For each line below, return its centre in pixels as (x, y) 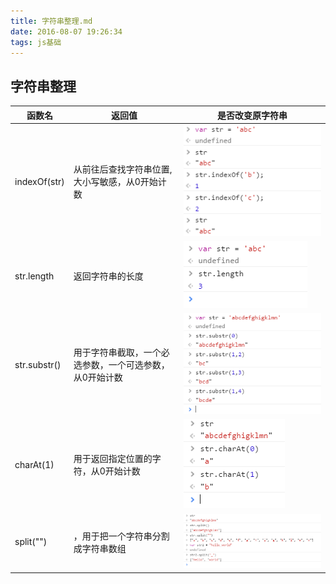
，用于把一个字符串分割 (121, 536)
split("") (31, 542)
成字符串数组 (100, 548)
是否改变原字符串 (252, 115)
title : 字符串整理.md (51, 21)
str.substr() (38, 364)
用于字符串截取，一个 (117, 352)
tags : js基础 (36, 42)
